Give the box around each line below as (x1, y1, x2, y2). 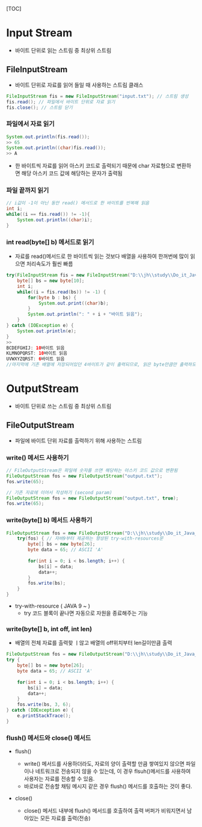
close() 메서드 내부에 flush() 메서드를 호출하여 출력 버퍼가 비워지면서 (23, 807, 186, 814)
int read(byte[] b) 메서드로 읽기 (6, 237, 94, 246)
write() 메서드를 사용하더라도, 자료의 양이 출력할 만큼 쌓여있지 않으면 (23, 760, 185, 767)
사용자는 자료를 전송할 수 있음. (23, 775, 95, 783)
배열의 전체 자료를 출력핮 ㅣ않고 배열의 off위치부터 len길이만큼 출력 (14, 639, 173, 647)
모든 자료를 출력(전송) (40, 814, 91, 822)
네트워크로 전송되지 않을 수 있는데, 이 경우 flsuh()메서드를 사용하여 (35, 767, 191, 775)
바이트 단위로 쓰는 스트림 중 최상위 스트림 (14, 402, 112, 409)
